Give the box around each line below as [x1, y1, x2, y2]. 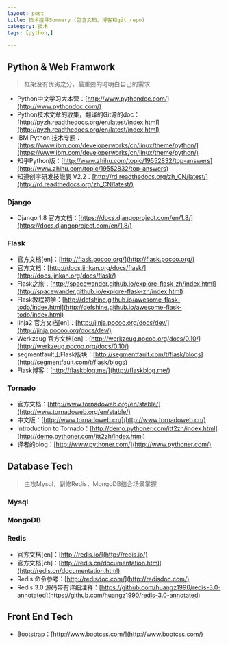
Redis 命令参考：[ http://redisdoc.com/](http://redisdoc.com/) [16, 574, 190, 583]
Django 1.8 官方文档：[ [16, 214, 81, 222]
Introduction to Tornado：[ [16, 424, 92, 433]
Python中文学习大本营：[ [16, 94, 88, 103]
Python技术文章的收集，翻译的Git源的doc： [16, 110, 140, 119]
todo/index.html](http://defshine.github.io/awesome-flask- [16, 303, 183, 311]
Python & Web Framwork [7, 61, 115, 73]
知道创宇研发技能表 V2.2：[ [16, 172, 94, 180]
